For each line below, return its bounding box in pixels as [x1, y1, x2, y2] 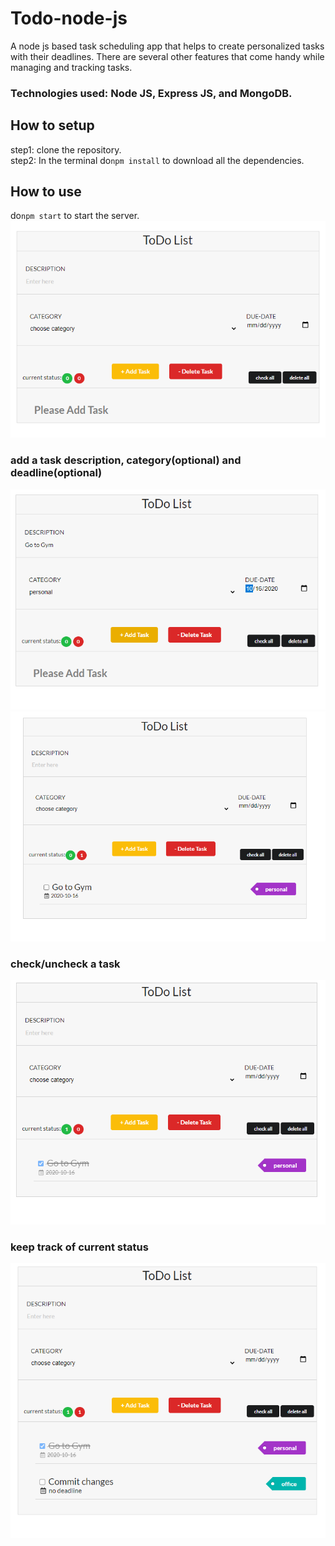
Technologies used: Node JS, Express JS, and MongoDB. [10, 86, 293, 100]
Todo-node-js [10, 7, 128, 30]
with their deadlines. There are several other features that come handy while [10, 50, 325, 62]
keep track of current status [10, 1240, 149, 1254]
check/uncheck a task [10, 957, 121, 971]
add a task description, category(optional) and [10, 453, 242, 467]
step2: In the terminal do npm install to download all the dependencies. [10, 154, 305, 166]
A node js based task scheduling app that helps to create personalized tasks [10, 40, 325, 52]
